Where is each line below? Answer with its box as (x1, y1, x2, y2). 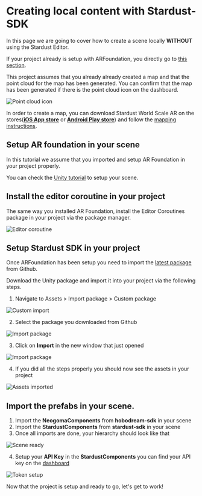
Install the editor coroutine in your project (6, 191, 166, 202)
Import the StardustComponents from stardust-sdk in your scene (14, 424, 181, 431)
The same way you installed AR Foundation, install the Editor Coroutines (6, 207, 185, 215)
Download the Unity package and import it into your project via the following (6, 277, 196, 284)
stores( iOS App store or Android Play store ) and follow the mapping (6, 116, 177, 123)
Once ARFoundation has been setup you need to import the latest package (6, 259, 192, 266)
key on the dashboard (14, 460, 70, 467)
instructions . (6, 122, 37, 129)
